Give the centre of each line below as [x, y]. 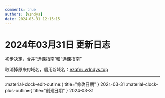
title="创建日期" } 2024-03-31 [64, 91]
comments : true [21, 10]
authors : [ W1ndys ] [24, 14]
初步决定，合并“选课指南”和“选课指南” [43, 59]
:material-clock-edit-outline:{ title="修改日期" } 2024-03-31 [65, 84]
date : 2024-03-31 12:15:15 [33, 19]
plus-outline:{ [19, 91]
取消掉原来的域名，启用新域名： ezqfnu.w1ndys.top [56, 70]
